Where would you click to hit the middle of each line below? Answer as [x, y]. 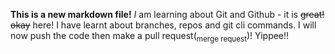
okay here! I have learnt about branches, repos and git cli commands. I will [163, 25]
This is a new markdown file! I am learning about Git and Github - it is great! [167, 14]
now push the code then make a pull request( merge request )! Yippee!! [150, 37]
